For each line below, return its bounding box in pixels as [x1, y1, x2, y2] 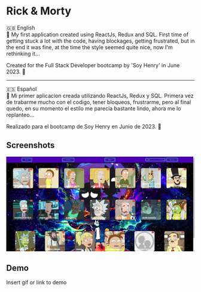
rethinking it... [6, 50, 40, 57]
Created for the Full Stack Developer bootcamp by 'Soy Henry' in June [6, 61, 180, 68]
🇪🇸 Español [6, 85, 37, 93]
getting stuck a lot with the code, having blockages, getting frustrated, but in [6, 37, 195, 44]
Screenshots [6, 140, 55, 151]
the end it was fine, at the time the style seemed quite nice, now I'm [6, 43, 173, 50]
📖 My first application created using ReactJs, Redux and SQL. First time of [6, 31, 189, 38]
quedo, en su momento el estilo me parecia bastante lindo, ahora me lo [6, 105, 181, 112]
